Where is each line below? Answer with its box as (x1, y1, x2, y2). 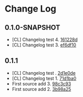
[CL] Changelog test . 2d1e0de (12, 70, 76, 76)
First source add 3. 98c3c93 (12, 80, 71, 86)
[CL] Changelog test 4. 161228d (12, 36, 78, 42)
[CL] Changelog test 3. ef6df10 (12, 42, 76, 48)
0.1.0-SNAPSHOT (5, 23, 61, 32)
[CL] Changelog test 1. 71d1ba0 (12, 75, 76, 81)
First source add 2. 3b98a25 (12, 86, 71, 92)
